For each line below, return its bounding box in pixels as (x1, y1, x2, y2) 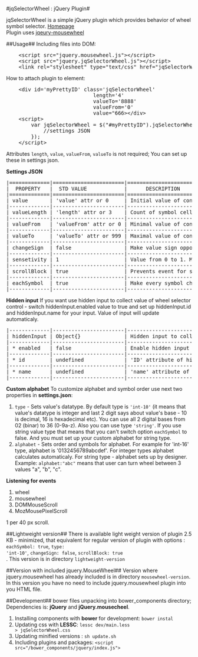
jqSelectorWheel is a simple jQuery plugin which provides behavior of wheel (6, 17, 192, 23)
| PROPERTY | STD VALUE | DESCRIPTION (6, 185, 181, 192)
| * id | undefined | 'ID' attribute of (6, 357, 184, 363)
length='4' (93, 92, 125, 99)
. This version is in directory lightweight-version (6, 555, 126, 563)
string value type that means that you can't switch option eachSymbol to (14, 428, 187, 435)
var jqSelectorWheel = (31, 122, 97, 128)
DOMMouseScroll (14, 501, 58, 508)
